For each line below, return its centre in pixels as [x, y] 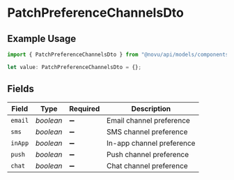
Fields [21, 89]
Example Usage [42, 39]
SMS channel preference [147, 132]
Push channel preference [148, 154]
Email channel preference [148, 120]
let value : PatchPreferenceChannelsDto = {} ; [74, 67]
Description [151, 108]
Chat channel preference [147, 165]
